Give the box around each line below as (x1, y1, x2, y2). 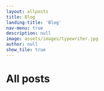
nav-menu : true (6, 25, 43, 31)
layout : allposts (6, 8, 49, 15)
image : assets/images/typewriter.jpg (6, 36, 99, 42)
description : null (6, 31, 51, 36)
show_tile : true (6, 47, 46, 53)
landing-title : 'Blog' (6, 19, 62, 25)
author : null (6, 42, 38, 48)
